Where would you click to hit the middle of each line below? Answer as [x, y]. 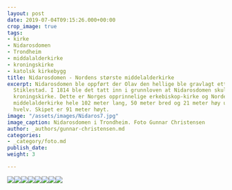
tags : [15, 33]
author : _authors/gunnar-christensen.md [66, 129]
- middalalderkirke [35, 59]
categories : [24, 135]
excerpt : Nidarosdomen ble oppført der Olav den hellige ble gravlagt [111, 84]
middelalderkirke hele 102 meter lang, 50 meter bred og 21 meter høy [117, 103]
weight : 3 [21, 155]
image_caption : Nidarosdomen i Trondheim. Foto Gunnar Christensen [106, 122]
